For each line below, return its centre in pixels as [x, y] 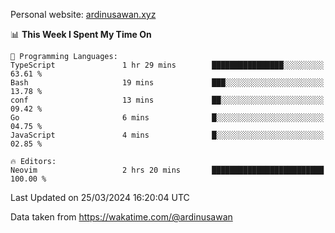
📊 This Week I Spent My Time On [81, 34]
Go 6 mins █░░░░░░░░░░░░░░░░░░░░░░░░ [167, 118]
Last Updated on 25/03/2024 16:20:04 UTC [100, 197]
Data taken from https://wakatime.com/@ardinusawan [121, 217]
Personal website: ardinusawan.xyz [83, 14]
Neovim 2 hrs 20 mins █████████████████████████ [167, 170]
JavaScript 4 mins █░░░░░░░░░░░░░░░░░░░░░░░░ [167, 135]
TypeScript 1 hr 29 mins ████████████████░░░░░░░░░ [167, 65]
